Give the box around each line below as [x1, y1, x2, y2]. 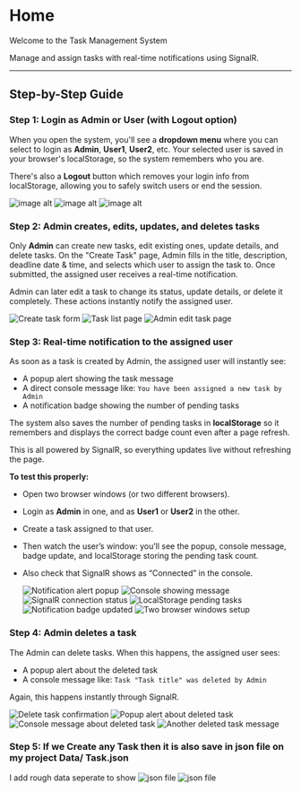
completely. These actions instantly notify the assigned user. [9, 295, 233, 306]
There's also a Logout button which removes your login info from [9, 170, 250, 181]
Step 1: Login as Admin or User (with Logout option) [9, 114, 237, 126]
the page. [9, 454, 45, 465]
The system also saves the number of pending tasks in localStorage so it [9, 418, 279, 429]
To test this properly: [9, 472, 90, 483]
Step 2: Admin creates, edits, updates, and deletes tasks [9, 220, 260, 232]
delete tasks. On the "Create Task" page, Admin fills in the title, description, [9, 249, 288, 260]
